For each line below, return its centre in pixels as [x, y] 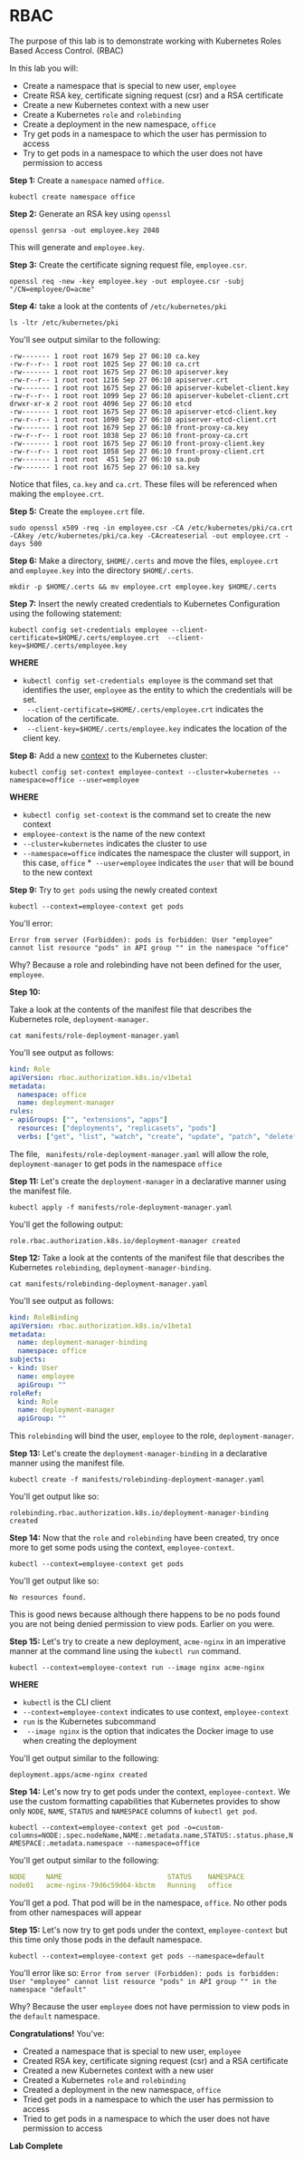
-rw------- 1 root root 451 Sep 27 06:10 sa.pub [105, 459]
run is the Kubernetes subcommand [89, 1722]
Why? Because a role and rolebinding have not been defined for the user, [146, 964]
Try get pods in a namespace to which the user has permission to [144, 133]
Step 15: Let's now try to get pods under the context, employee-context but [148, 1930]
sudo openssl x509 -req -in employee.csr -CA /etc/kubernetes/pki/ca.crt [152, 528]
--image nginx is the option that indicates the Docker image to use [150, 1731]
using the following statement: [66, 613]
